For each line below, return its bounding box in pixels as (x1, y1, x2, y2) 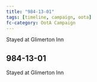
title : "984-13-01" (6, 8, 55, 15)
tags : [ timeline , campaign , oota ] (6, 14, 92, 20)
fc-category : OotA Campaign (6, 20, 76, 26)
